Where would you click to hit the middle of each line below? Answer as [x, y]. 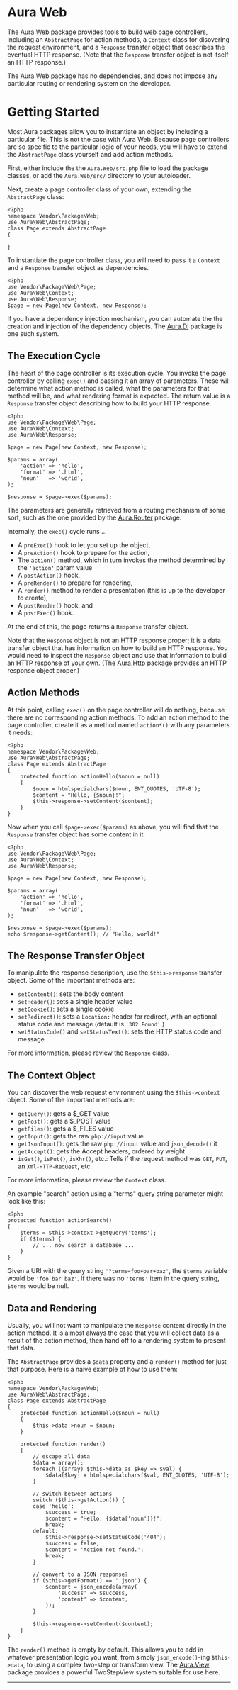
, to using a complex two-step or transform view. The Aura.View [116, 1664]
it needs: [20, 732]
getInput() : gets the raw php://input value [80, 1136]
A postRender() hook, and [55, 605]
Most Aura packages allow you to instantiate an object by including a [108, 131]
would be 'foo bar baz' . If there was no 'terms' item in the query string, [113, 1278]
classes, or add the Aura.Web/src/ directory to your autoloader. [99, 175]
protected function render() [63, 1444]
